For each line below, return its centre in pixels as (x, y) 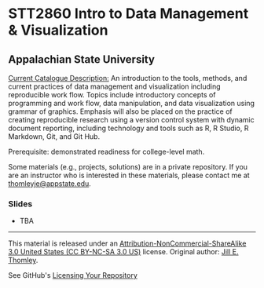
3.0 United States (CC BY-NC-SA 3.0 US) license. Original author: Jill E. (123, 252)
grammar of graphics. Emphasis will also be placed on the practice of (121, 111)
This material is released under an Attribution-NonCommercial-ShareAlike (127, 243)
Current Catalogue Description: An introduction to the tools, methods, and (128, 78)
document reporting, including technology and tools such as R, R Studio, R (128, 128)
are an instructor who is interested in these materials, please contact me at (129, 175)
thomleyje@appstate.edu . (50, 184)
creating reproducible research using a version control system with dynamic (131, 120)
